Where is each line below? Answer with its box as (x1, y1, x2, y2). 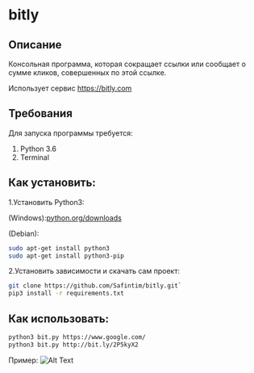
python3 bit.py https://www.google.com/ (8, 333, 147, 341)
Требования (8, 107, 73, 120)
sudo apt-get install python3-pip (8, 252, 125, 260)
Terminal (19, 152, 50, 162)
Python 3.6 (19, 144, 56, 153)
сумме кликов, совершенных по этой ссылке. (8, 68, 167, 78)
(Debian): (8, 228, 40, 238)
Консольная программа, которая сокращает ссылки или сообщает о (8, 59, 246, 69)
